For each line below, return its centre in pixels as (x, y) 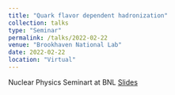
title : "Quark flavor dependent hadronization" (88, 15)
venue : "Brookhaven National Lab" (65, 45)
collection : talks (38, 23)
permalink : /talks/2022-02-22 (58, 38)
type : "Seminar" (35, 30)
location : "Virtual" (42, 60)
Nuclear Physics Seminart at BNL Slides (73, 82)
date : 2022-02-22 (37, 52)
